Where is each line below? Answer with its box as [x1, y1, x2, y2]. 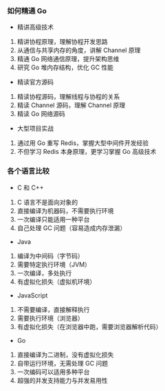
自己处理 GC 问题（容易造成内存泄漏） [16, 223, 126, 232]
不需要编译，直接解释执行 [16, 305, 90, 313]
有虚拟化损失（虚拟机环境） [16, 277, 96, 286]
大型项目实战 [16, 124, 54, 133]
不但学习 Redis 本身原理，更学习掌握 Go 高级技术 [16, 148, 157, 156]
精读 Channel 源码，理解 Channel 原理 [16, 101, 126, 109]
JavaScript [16, 291, 48, 300]
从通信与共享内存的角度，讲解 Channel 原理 [16, 46, 141, 54]
